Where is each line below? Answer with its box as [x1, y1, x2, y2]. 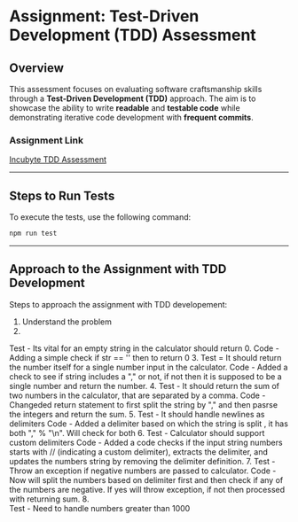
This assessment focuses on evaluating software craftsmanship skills [9, 84, 263, 94]
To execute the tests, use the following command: [9, 212, 192, 222]
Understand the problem [21, 316, 113, 327]
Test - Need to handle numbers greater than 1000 [9, 503, 191, 513]
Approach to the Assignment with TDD [9, 261, 227, 277]
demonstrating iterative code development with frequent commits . [9, 113, 255, 122]
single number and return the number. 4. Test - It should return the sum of [9, 380, 279, 391]
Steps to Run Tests [9, 188, 115, 203]
